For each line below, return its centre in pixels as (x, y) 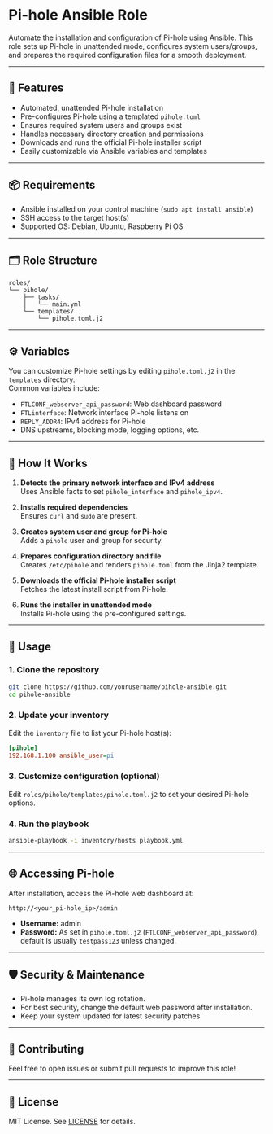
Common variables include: (54, 388)
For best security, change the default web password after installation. (136, 1007)
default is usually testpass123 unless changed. (98, 940)
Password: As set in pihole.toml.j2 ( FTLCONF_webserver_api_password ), (140, 932)
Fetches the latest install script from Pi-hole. (94, 589)
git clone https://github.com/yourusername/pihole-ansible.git (118, 687)
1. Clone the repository (54, 670)
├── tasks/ (41, 298)
